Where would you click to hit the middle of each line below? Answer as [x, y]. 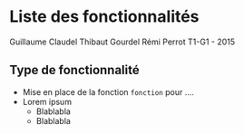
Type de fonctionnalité [74, 70]
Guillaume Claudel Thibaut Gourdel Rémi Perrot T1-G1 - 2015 [122, 42]
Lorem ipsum [47, 101]
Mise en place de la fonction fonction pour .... [108, 91]
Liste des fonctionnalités [104, 17]
